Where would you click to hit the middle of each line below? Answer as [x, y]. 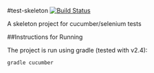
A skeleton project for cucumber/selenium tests [75, 24]
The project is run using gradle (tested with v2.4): [77, 50]
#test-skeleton [28, 11]
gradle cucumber [30, 63]
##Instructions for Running [45, 37]
